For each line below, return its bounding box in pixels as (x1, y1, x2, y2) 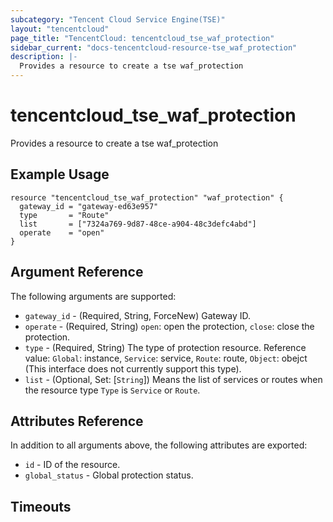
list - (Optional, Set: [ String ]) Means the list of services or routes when (24, 373, 323, 385)
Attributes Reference (10, 412, 144, 430)
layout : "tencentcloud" (10, 24, 110, 34)
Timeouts (10, 498, 72, 515)
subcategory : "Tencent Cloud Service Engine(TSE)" (10, 14, 226, 25)
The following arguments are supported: (10, 290, 177, 302)
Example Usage (10, 166, 110, 183)
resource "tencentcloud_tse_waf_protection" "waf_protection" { (10, 192, 284, 203)
